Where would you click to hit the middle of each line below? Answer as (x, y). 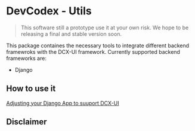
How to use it (31, 89)
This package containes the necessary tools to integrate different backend (98, 45)
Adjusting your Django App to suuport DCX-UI (63, 103)
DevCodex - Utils (49, 11)
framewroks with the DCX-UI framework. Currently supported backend (93, 51)
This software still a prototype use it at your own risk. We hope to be (105, 28)
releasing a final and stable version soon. (71, 33)
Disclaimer (27, 122)
